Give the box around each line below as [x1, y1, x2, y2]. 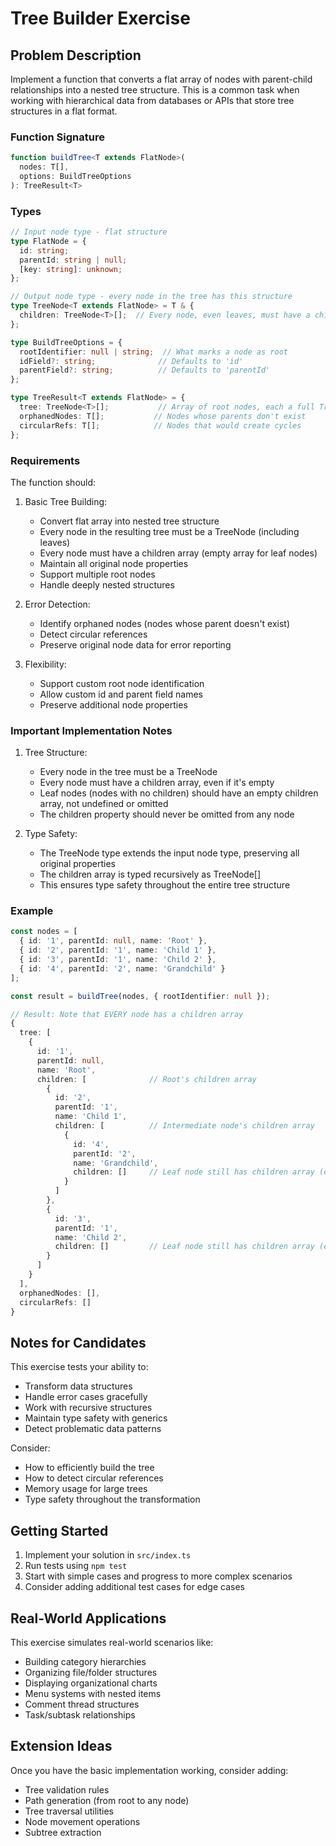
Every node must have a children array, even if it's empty [39, 777, 275, 789]
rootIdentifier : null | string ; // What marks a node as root [19, 347, 288, 357]
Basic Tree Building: [24, 495, 108, 507]
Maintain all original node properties [39, 557, 189, 569]
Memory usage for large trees [24, 1483, 148, 1495]
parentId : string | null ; [19, 255, 128, 265]
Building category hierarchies [24, 1655, 147, 1667]
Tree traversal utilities [24, 1805, 115, 1817]
